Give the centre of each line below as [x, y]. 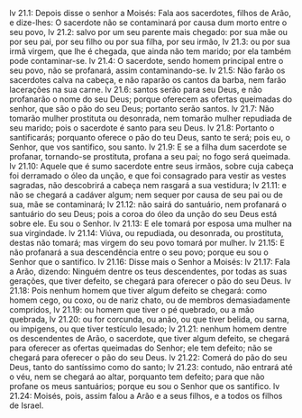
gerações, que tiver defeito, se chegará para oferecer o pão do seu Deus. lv [150, 281]
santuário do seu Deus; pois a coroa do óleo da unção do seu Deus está [143, 214]
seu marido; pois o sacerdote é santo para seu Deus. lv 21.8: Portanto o [142, 128]
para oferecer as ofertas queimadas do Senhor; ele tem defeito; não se [141, 348]
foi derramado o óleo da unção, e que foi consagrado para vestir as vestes [148, 176]
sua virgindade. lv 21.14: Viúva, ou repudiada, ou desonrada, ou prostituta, [146, 233]
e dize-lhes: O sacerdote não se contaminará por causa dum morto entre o [148, 23]
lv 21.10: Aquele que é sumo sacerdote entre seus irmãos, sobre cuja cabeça [152, 166]
